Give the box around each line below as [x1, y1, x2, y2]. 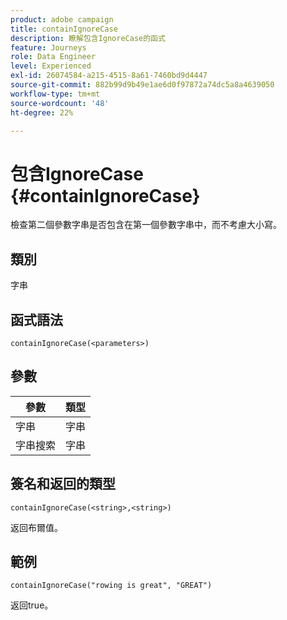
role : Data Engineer [10, 52, 97, 62]
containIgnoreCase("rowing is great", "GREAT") [10, 581, 213, 591]
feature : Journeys [10, 42, 87, 53]
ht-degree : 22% [10, 107, 74, 118]
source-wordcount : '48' [10, 98, 110, 108]
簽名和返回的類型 [10, 476, 116, 493]
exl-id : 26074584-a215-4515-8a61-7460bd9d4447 [10, 71, 208, 81]
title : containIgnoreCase [10, 24, 118, 34]
